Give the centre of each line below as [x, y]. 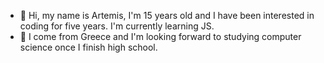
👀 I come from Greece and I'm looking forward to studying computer [160, 36]
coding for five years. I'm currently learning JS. [117, 26]
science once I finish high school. [88, 47]
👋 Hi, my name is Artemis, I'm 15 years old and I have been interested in [167, 15]
